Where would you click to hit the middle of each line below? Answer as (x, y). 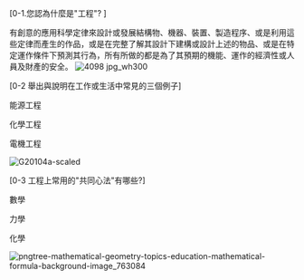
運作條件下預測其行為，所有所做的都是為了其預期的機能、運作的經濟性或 (152, 55)
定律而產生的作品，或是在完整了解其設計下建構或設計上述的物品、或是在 (152, 44)
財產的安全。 (49, 67)
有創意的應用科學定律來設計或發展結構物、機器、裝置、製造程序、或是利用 (148, 33)
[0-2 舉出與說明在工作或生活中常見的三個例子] (95, 86)
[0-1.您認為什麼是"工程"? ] (58, 13)
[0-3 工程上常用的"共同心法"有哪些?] (78, 180)
